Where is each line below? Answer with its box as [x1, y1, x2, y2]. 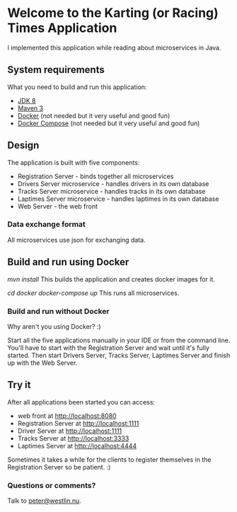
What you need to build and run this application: [7, 83, 147, 91]
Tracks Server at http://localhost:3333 [17, 434, 129, 443]
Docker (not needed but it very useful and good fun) [17, 111, 170, 120]
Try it [7, 379, 31, 391]
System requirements [7, 64, 105, 76]
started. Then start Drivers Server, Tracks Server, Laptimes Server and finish [7, 351, 231, 359]
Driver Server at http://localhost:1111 [17, 426, 122, 435]
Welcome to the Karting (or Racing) [7, 5, 219, 21]
